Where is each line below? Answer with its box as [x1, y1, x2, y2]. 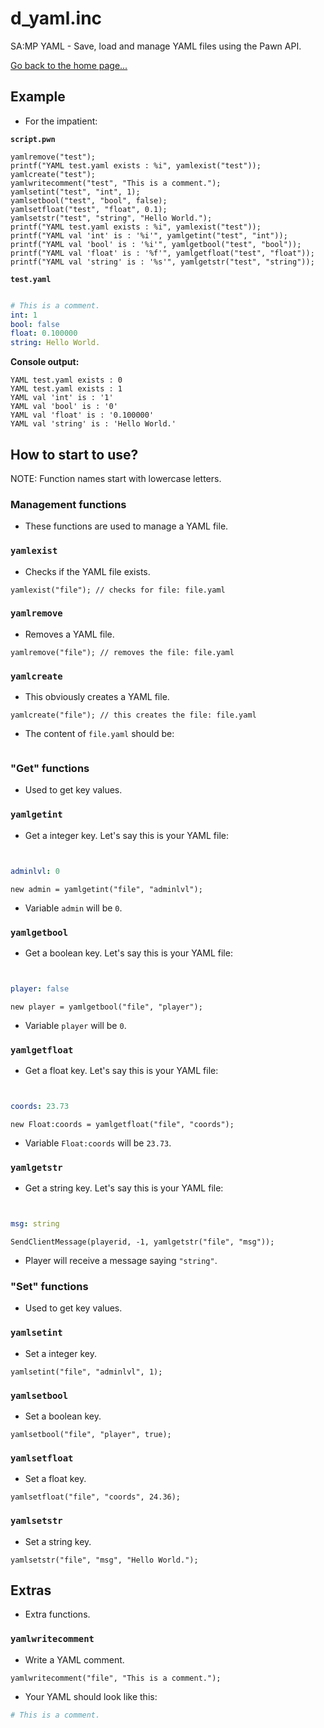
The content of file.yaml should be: [24, 728, 175, 740]
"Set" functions [10, 1280, 89, 1294]
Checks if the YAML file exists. [24, 565, 151, 577]
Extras [10, 1582, 52, 1599]
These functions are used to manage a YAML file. [24, 520, 229, 532]
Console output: [10, 356, 80, 368]
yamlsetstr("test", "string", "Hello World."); [10, 213, 213, 223]
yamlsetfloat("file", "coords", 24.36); [10, 1492, 182, 1502]
